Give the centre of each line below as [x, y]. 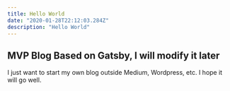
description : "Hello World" [49, 27]
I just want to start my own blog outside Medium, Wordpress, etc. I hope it [115, 73]
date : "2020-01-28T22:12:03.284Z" [58, 20]
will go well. [24, 80]
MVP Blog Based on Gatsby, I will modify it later [114, 55]
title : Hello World [36, 14]
